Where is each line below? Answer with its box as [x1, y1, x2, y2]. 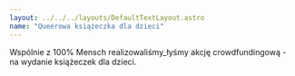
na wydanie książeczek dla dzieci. [9, 56, 137, 67]
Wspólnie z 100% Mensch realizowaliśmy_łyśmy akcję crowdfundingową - [9, 46, 287, 57]
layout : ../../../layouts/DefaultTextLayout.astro [9, 13, 205, 23]
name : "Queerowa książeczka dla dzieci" [9, 22, 165, 31]
